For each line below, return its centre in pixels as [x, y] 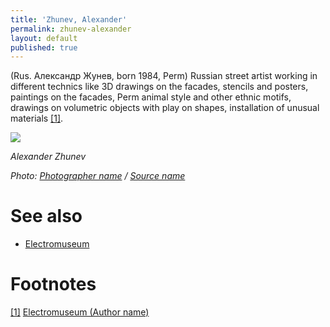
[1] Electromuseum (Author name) [80, 312]
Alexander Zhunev [48, 157]
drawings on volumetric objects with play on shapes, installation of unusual [165, 108]
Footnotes [53, 284]
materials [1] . [37, 118]
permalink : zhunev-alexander [71, 29]
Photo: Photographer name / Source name [98, 176]
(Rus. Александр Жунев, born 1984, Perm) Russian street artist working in [164, 76]
